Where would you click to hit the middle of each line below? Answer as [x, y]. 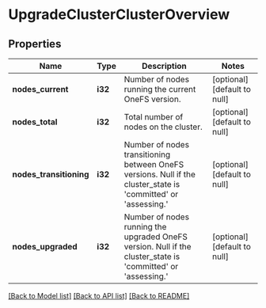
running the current [160, 89]
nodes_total [35, 122]
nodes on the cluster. [163, 127]
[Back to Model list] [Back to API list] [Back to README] [99, 296]
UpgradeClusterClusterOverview [119, 15]
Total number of [154, 117]
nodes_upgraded [45, 247]
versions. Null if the [160, 174]
